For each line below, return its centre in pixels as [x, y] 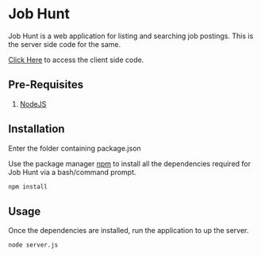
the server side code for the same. [65, 44]
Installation [36, 129]
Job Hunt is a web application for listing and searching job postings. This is [131, 36]
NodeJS [33, 103]
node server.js [33, 245]
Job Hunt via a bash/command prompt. [72, 172]
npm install [28, 187]
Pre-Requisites [46, 85]
